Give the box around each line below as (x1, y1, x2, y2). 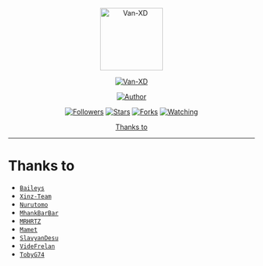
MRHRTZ (19, 217, 41, 225)
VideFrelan (19, 243, 56, 250)
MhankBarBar (19, 209, 59, 217)
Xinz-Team (19, 192, 52, 200)
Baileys (19, 184, 45, 192)
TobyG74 (19, 250, 45, 258)
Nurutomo (19, 200, 49, 209)
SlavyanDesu (19, 234, 59, 242)
